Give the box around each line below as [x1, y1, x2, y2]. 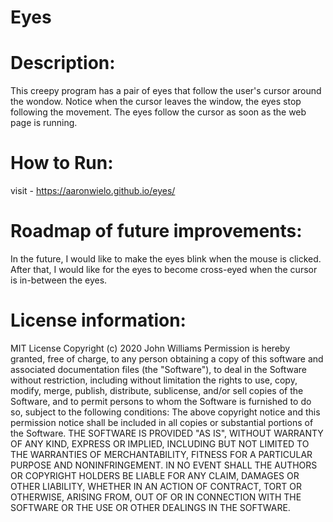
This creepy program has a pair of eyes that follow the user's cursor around [10, 85, 322, 97]
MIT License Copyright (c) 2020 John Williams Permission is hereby [10, 342, 291, 354]
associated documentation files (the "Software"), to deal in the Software [10, 363, 308, 375]
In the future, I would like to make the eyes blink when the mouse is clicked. [10, 253, 322, 265]
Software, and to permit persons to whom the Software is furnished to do [10, 395, 312, 407]
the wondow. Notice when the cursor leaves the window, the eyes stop [10, 96, 302, 108]
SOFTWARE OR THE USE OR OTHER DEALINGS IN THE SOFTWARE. [10, 501, 291, 513]
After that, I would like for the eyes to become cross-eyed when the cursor [10, 264, 318, 275]
